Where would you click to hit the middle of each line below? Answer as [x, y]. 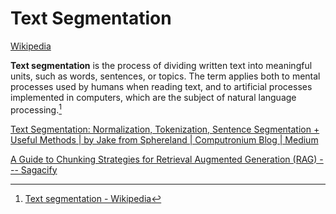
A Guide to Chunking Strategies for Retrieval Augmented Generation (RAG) [164, 159]
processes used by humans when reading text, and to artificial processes [161, 86]
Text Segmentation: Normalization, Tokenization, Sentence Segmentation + [165, 129]
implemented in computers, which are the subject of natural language [153, 97]
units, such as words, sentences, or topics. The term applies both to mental [165, 76]
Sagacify [39, 169]
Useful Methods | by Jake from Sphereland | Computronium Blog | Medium [164, 139]
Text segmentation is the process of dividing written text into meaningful [161, 65]
